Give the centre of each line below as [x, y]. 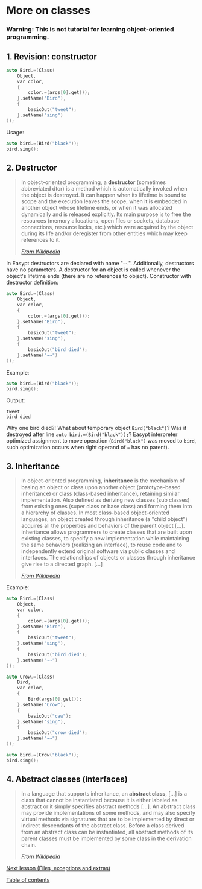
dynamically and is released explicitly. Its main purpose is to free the [106, 214]
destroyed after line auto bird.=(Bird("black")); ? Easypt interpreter [92, 434]
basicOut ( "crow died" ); [58, 733]
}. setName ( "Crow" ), [42, 704]
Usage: [15, 132]
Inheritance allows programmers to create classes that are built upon [106, 532]
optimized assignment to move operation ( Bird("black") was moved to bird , [101, 441]
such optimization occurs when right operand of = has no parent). [88, 448]
